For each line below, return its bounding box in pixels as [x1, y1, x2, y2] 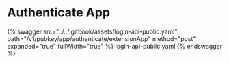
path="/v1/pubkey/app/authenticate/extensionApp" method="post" [7, 34, 196, 42]
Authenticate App [7, 5, 111, 21]
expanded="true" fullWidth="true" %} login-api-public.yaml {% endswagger [7, 42, 223, 50]
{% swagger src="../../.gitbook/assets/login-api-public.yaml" [7, 27, 178, 36]
